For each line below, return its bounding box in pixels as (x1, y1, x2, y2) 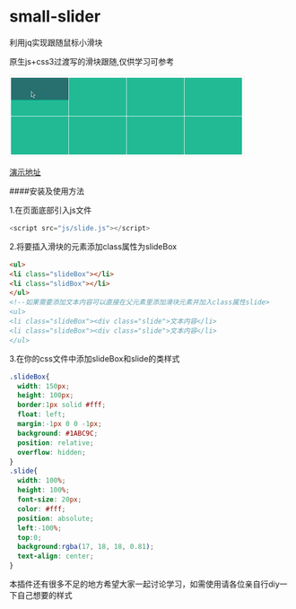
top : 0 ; (17, 533, 42, 542)
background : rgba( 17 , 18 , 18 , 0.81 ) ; (17, 543, 154, 552)
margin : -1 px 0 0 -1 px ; (17, 420, 102, 429)
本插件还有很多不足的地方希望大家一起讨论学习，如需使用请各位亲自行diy (9, 579, 280, 589)
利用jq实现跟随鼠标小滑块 (9, 37, 103, 48)
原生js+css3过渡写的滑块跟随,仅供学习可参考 (9, 56, 175, 66)
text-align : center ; (17, 552, 94, 561)
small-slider (9, 6, 101, 27)
